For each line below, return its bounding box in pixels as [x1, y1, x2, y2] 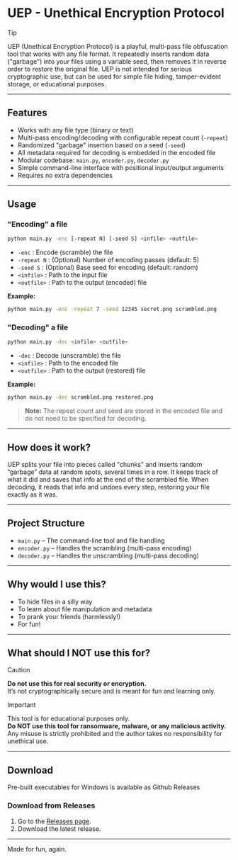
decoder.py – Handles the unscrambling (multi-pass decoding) [17, 551, 200, 560]
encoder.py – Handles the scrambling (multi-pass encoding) [17, 543, 192, 552]
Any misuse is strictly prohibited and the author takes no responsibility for [7, 730, 223, 738]
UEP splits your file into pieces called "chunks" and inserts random [7, 460, 203, 469]
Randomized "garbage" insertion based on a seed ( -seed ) [17, 140, 186, 149]
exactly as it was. [7, 490, 58, 499]
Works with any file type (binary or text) [17, 125, 134, 134]
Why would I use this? [7, 579, 106, 591]
